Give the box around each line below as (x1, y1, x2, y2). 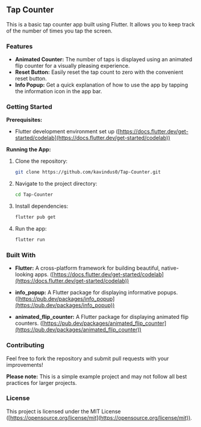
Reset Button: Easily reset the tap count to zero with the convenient (14, 68, 184, 76)
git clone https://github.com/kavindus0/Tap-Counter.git (14, 169, 161, 175)
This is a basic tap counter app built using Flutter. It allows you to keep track (6, 20, 195, 28)
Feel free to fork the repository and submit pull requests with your (6, 354, 170, 362)
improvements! (6, 361, 43, 368)
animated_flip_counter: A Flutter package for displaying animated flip (14, 313, 189, 321)
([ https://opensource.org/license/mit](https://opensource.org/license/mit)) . (6, 414, 193, 421)
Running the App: (6, 146, 51, 153)
